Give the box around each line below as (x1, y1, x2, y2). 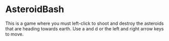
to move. (5, 31, 24, 37)
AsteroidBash (5, 4, 64, 15)
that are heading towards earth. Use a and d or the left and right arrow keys (5, 25, 164, 31)
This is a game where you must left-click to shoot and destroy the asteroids (5, 20, 164, 26)
